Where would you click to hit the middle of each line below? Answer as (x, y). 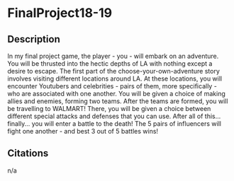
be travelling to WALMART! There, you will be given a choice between (109, 109)
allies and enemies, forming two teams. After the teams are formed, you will (118, 101)
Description (34, 39)
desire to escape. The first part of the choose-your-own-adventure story (113, 71)
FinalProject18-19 (60, 13)
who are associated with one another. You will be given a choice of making (116, 94)
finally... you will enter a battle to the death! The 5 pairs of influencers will (115, 124)
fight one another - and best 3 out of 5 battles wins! (83, 131)
